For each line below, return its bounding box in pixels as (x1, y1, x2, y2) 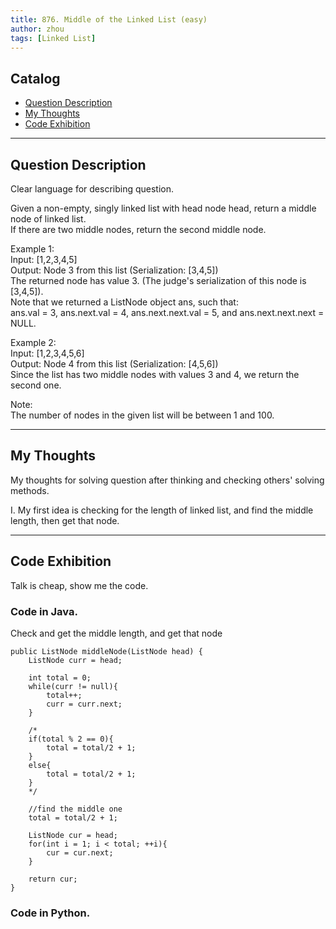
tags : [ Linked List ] (10, 33, 97, 43)
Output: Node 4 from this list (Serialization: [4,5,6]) (10, 358, 219, 370)
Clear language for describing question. (10, 183, 175, 195)
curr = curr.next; (46, 699, 123, 709)
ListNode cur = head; (28, 830, 118, 840)
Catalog (10, 70, 61, 87)
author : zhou (10, 24, 65, 34)
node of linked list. (10, 213, 87, 225)
